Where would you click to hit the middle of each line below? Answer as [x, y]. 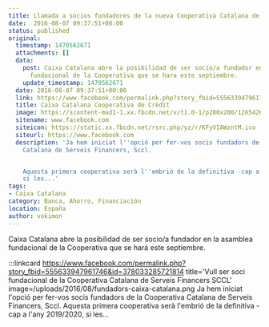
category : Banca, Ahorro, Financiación [75, 201]
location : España [37, 208]
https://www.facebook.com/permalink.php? [114, 263]
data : [25, 61]
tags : [17, 186]
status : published [39, 30]
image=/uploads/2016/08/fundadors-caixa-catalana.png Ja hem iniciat [125, 289]
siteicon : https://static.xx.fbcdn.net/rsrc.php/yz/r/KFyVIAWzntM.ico [136, 127]
